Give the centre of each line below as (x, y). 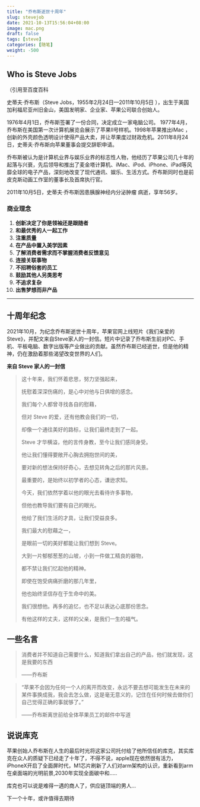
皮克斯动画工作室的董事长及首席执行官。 (56, 179)
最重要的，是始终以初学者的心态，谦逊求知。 (76, 480)
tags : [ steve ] (24, 39)
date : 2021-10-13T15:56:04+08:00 (48, 23)
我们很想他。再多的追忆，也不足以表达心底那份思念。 (86, 606)
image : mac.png (26, 28)
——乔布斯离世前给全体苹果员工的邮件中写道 (76, 715)
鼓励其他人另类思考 (39, 275)
